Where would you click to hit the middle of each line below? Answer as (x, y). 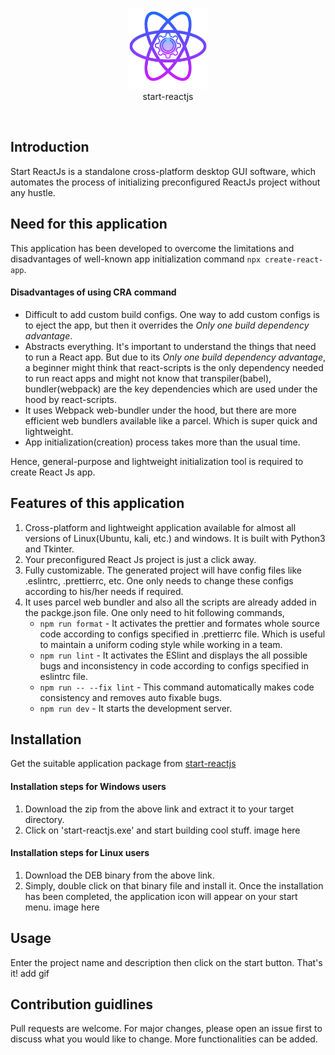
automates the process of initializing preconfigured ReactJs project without (165, 182)
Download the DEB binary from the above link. (119, 875)
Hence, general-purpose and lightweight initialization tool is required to (157, 461)
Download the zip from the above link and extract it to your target (159, 809)
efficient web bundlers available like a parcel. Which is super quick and (171, 420)
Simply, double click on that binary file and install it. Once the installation (174, 885)
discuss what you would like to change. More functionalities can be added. (164, 1039)
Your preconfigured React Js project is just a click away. (140, 559)
